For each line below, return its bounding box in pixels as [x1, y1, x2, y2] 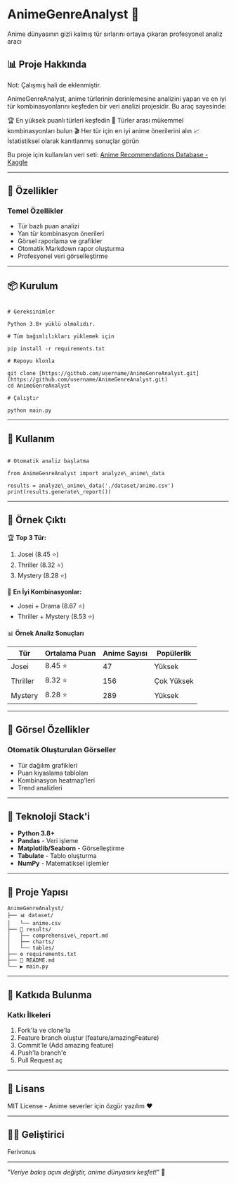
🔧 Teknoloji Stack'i [7, 810, 90, 822]
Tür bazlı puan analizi [17, 222, 79, 231]
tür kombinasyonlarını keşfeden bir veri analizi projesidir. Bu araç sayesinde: [7, 102, 227, 110]
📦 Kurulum [7, 280, 58, 292]
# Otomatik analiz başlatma [7, 458, 90, 465]
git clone [7, 370, 37, 377]
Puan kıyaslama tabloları [17, 768, 88, 777]
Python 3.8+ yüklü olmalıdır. [7, 321, 96, 328]
